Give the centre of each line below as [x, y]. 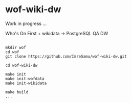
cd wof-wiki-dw [21, 66]
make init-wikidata [26, 83]
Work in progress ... [26, 23]
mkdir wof [16, 48]
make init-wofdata [25, 79]
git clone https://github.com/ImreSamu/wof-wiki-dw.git [66, 57]
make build [17, 92]
